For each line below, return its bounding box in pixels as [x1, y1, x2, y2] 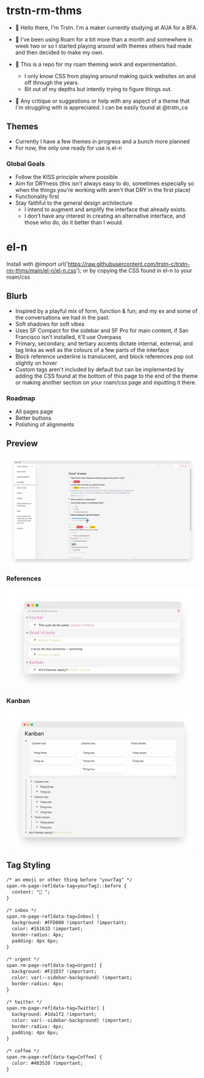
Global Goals [6, 159, 45, 168]
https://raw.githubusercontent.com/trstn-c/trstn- [67, 260, 191, 268]
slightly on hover [15, 359, 57, 367]
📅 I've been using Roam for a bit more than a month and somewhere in [15, 35, 193, 43]
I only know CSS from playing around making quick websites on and [24, 72, 196, 79]
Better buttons [15, 414, 52, 422]
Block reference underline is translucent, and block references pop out [15, 353, 194, 360]
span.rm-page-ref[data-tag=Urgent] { [6, 963, 103, 969]
